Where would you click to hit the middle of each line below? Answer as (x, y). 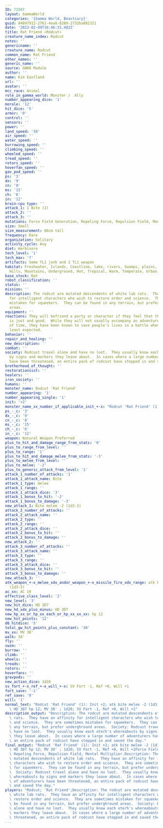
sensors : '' (17, 122)
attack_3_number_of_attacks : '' (38, 546)
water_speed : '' (21, 141)
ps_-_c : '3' (17, 411)
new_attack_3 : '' (23, 578)
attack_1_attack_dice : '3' (32, 492)
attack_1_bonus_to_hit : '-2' (34, 497)
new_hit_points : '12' (27, 619)
